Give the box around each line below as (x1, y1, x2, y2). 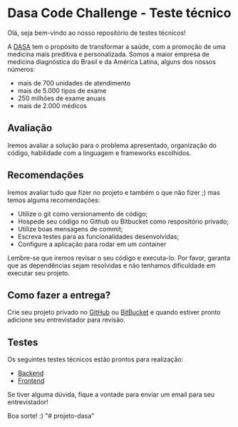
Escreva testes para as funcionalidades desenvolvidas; (17, 232, 180, 241)
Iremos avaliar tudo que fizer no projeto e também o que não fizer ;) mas (7, 188, 221, 196)
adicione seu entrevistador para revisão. (7, 315, 126, 325)
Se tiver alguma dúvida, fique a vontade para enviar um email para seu (7, 390, 215, 399)
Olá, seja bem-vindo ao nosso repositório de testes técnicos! (7, 28, 187, 37)
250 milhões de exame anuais (17, 94, 106, 102)
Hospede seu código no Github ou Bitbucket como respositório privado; (17, 217, 229, 226)
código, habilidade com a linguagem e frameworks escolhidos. (7, 148, 192, 157)
